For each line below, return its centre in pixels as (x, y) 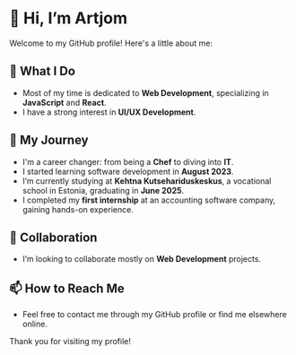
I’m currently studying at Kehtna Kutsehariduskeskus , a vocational (147, 181)
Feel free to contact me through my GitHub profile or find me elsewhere (154, 315)
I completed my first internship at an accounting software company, (149, 200)
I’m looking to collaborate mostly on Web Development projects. (142, 259)
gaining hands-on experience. (78, 209)
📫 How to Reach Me (67, 288)
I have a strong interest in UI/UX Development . (109, 112)
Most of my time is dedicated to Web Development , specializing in (145, 92)
